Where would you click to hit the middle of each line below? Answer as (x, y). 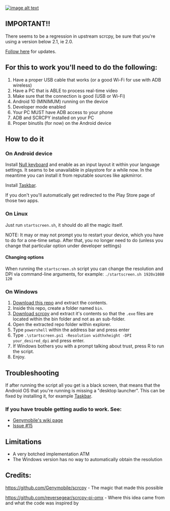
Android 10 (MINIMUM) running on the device (60, 101)
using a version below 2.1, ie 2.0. (39, 41)
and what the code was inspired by (42, 503)
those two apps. (22, 201)
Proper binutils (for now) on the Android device (62, 123)
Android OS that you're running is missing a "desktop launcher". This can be (85, 390)
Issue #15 (23, 426)
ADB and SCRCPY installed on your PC (53, 118)
